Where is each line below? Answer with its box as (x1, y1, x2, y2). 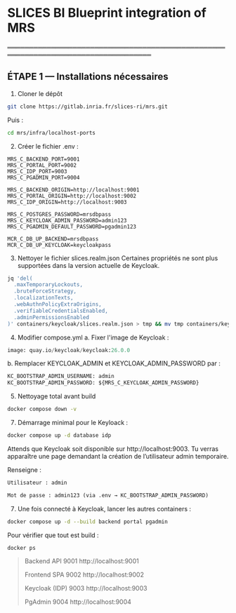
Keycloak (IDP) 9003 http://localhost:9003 (24, 584, 147, 593)
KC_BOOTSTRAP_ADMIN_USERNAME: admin (7, 373, 114, 380)
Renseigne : (7, 465, 42, 474)
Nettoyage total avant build (17, 392, 96, 400)
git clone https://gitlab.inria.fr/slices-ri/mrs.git (7, 103, 169, 110)
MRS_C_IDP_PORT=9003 (7, 168, 68, 175)
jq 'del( (7, 275, 33, 282)
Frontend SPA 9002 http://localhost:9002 (24, 570, 144, 579)
